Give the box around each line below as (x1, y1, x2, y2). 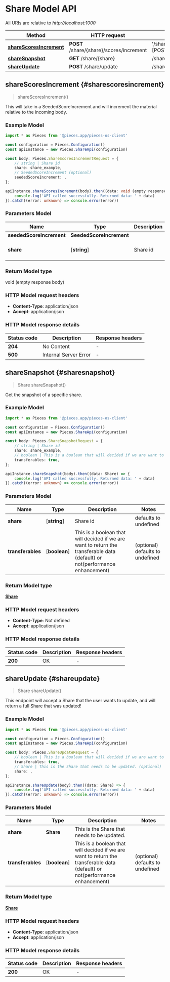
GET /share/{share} (69, 55, 115, 62)
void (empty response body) (5, 279, 65, 285)
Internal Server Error (42, 351, 91, 358)
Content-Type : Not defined (12, 618, 70, 624)
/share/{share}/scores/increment (69, 47, 147, 54)
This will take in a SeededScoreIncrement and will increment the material (5, 103, 157, 109)
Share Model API (5, 3, 77, 15)
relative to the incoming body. (5, 109, 67, 115)
